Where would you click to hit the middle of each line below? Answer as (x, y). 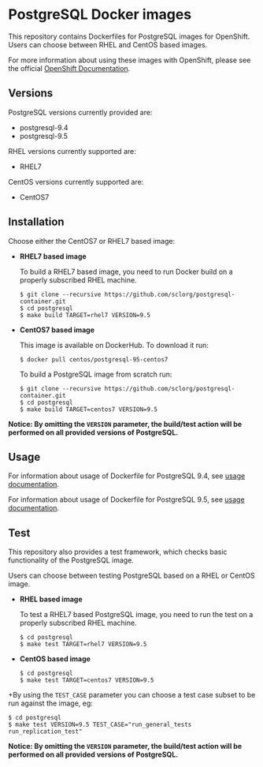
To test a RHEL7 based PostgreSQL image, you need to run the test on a (136, 615)
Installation (36, 222)
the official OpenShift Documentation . (69, 68)
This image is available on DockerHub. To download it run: (114, 345)
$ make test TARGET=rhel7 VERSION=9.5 (83, 645)
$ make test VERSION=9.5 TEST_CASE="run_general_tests (100, 725)
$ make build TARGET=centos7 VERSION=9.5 (88, 409)
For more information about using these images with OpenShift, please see (130, 60)
